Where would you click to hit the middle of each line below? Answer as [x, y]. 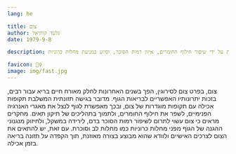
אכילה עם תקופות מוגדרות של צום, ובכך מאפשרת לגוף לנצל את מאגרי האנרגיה [111, 106]
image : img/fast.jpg [38, 71]
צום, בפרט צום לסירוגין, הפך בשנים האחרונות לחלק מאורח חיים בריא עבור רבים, [112, 91]
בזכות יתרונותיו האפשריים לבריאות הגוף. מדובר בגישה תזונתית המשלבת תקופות [112, 98]
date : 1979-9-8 [29, 39]
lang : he [20, 14]
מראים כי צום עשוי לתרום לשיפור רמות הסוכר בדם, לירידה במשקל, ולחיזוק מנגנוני [113, 120]
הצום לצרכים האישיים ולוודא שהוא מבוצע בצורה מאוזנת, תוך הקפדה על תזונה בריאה [117, 135]
